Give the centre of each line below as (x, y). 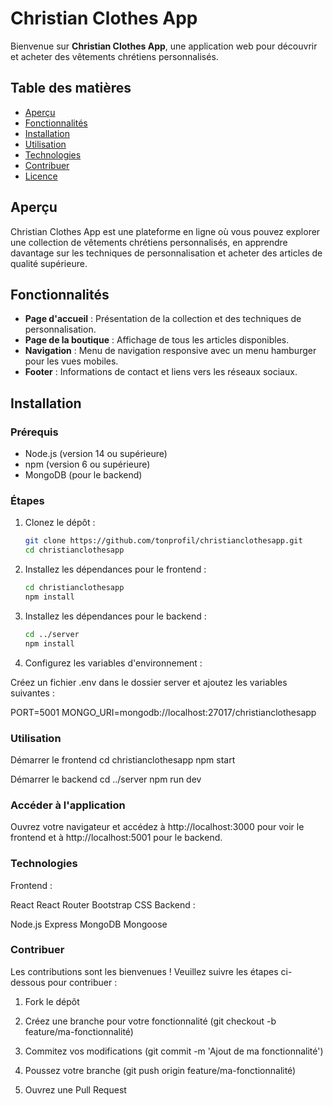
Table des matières (71, 88)
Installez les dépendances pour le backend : (115, 616)
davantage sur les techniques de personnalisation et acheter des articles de (166, 253)
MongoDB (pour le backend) (83, 475)
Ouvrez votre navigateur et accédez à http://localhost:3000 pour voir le (157, 827)
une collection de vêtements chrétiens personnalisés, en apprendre (149, 242)
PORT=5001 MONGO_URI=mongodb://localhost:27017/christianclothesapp (163, 712)
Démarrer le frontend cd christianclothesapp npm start (123, 759)
